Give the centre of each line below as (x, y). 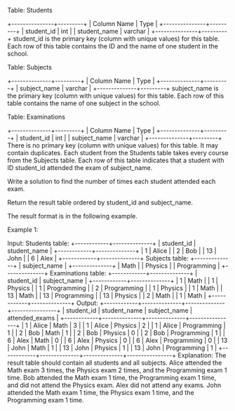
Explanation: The (202, 355)
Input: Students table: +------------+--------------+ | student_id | (102, 243)
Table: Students (30, 10)
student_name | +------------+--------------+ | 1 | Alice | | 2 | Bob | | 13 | (112, 251)
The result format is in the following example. (73, 216)
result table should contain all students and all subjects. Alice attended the (115, 363)
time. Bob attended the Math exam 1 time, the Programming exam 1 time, (112, 378)
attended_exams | (33, 318)
